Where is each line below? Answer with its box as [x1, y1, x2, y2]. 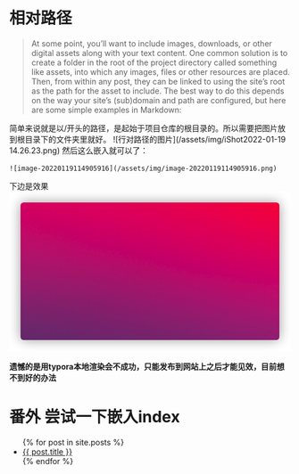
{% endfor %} [21, 455, 74, 466]
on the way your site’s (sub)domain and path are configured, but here [30, 94, 287, 105]
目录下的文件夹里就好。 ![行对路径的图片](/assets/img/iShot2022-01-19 [24, 134, 287, 144]
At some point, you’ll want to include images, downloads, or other [30, 37, 272, 49]
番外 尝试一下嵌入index [9, 407, 180, 428]
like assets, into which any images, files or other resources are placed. [30, 66, 290, 77]
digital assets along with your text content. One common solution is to [30, 47, 288, 58]
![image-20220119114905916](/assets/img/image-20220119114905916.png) [9, 164, 278, 173]
